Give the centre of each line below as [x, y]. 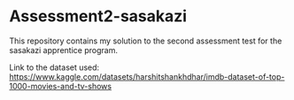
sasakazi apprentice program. [63, 50]
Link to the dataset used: [54, 67]
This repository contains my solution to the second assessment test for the [146, 41]
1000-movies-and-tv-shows [61, 86]
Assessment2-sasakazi [98, 16]
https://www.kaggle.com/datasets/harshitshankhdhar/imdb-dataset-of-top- [147, 76]
